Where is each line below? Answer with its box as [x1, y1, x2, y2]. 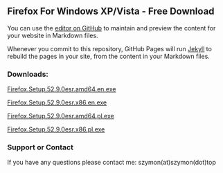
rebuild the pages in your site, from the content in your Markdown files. [7, 52, 210, 60]
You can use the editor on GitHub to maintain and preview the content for [7, 24, 216, 32]
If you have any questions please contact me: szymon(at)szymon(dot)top [7, 158, 217, 167]
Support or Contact [7, 143, 74, 152]
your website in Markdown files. [7, 31, 98, 39]
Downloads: [7, 69, 48, 79]
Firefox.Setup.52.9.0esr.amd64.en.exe [7, 85, 116, 93]
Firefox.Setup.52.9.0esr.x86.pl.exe [7, 125, 105, 134]
